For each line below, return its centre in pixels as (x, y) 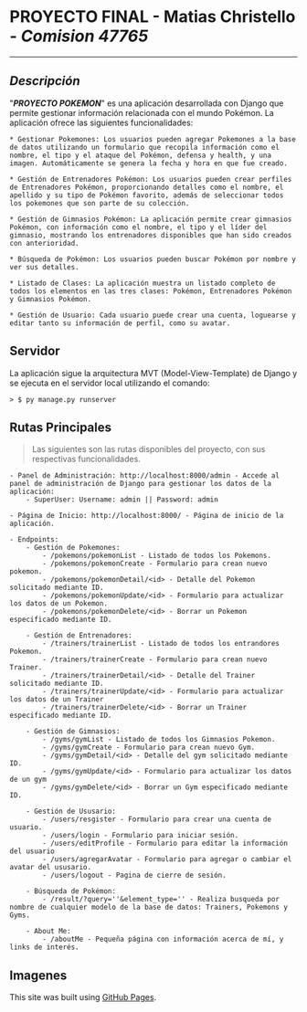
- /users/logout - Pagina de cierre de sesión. (134, 875)
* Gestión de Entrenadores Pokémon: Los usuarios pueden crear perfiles (151, 179)
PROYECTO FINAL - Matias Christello (153, 17)
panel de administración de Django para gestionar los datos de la (141, 484)
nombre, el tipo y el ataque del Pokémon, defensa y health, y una (141, 155)
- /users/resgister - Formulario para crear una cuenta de (157, 819)
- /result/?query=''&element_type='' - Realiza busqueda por (161, 900)
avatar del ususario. (51, 868)
